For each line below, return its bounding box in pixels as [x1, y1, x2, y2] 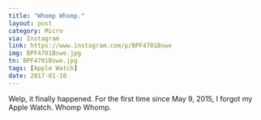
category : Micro [8, 27, 63, 35]
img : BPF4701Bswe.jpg [8, 49, 82, 57]
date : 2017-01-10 [8, 72, 67, 80]
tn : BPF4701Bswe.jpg [8, 57, 79, 65]
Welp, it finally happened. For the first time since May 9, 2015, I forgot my [8, 93, 253, 103]
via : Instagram [8, 34, 60, 43]
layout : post [8, 19, 53, 27]
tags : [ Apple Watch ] [8, 64, 79, 72]
